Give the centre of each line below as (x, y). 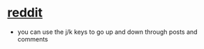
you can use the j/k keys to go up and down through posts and (107, 32)
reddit (25, 13)
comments (32, 39)
